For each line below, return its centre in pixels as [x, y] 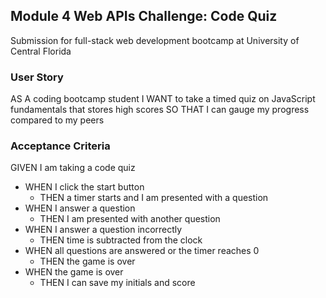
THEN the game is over [87, 261]
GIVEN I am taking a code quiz [73, 168]
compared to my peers [57, 120]
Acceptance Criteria [60, 146]
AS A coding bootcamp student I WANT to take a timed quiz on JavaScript [163, 99]
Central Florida [41, 51]
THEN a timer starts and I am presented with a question [154, 198]
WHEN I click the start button [84, 187]
